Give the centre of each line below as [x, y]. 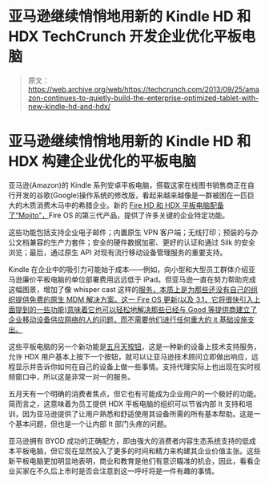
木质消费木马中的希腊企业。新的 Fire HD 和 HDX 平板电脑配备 [123, 205]
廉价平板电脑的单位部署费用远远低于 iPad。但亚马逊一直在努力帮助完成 [139, 279]
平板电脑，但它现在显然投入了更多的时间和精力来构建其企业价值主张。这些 [138, 451]
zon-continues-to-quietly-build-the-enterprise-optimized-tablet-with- [143, 98]
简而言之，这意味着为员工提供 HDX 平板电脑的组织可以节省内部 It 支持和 [127, 404]
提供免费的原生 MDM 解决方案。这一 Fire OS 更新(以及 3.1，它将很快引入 [134, 299]
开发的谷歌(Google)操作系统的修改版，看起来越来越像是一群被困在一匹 [131, 195]
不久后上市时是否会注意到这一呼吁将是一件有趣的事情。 [127, 471]
